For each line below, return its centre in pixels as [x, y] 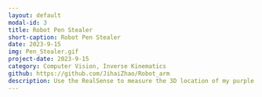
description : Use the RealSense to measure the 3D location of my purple [131, 81]
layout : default [35, 15]
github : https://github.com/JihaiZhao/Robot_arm [89, 74]
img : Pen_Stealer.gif [44, 52]
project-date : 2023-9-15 [49, 59]
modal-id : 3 [27, 23]
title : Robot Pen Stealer [50, 30]
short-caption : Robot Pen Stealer [65, 37]
